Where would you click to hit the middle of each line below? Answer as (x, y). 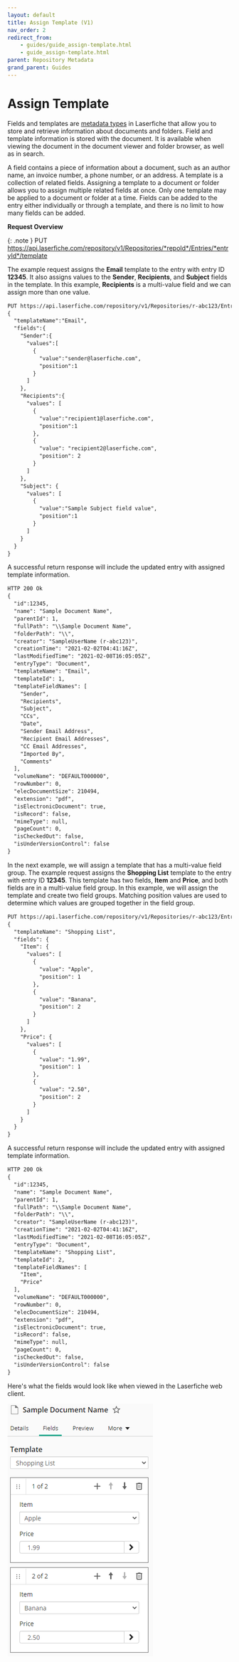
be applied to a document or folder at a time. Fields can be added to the (113, 198)
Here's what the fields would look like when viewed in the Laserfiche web (115, 1386)
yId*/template (27, 256)
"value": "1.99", (65, 1059)
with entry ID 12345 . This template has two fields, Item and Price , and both (118, 880)
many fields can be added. (46, 213)
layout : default (31, 15)
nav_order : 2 (27, 30)
